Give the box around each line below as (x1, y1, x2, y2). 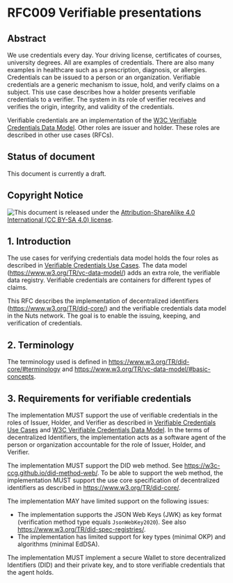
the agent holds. (7, 568, 54, 577)
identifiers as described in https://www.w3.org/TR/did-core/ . (7, 484, 181, 492)
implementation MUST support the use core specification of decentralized (7, 476, 220, 484)
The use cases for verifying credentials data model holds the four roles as (7, 254, 219, 262)
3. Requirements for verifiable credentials (7, 393, 192, 404)
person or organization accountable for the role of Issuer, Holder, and (7, 441, 206, 449)
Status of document (7, 151, 95, 163)
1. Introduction (7, 236, 71, 247)
